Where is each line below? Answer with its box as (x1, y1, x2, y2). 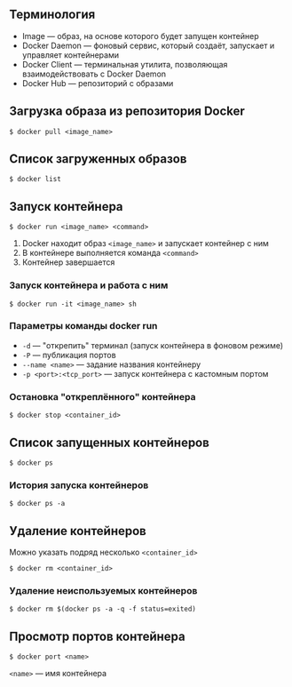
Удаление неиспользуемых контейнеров (9, 584, 198, 596)
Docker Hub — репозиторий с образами (21, 77, 174, 88)
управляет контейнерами (21, 49, 120, 60)
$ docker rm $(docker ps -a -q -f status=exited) (9, 604, 197, 614)
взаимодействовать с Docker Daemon (21, 68, 167, 79)
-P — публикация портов (21, 349, 117, 360)
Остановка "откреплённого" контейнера (9, 390, 196, 403)
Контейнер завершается (21, 257, 115, 268)
